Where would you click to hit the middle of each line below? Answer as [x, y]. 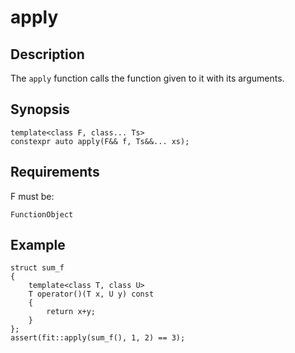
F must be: [32, 196]
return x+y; [71, 312]
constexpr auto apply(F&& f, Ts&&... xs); [100, 141]
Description [47, 54]
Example [38, 245]
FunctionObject [42, 214]
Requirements [55, 172]
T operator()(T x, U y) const [91, 294]
